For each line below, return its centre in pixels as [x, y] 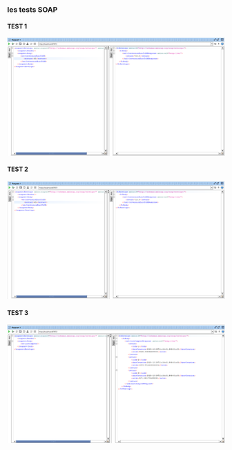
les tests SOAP [32, 10]
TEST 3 [18, 312]
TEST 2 [18, 169]
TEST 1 [17, 26]
